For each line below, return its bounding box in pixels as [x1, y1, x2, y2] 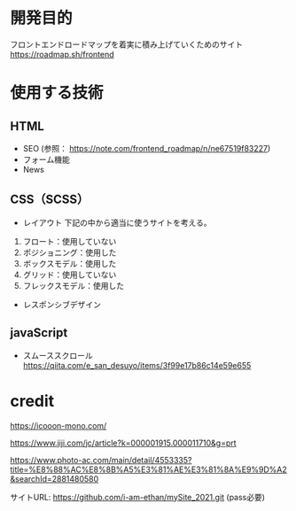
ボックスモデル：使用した [22, 258, 117, 268]
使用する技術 [10, 83, 105, 103]
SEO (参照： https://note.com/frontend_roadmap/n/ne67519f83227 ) [22, 143, 271, 153]
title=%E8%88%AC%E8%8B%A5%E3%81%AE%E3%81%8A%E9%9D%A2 [10, 464, 287, 475]
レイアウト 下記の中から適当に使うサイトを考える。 [22, 217, 212, 228]
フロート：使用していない [22, 236, 117, 246]
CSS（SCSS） [10, 192, 90, 207]
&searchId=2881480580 [10, 473, 99, 484]
